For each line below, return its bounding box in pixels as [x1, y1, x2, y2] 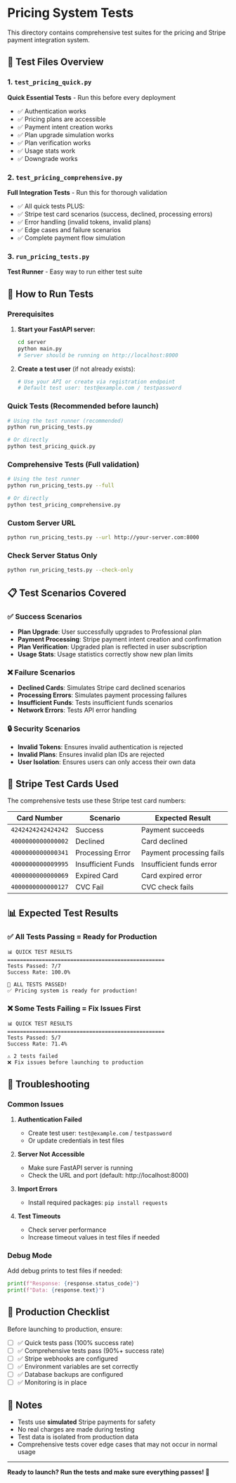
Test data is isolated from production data [17, 1433, 139, 1441]
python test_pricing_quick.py [7, 443, 96, 450]
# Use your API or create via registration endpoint [17, 378, 176, 385]
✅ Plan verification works [17, 139, 91, 147]
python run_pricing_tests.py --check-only [7, 566, 133, 574]
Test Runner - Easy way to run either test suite [7, 267, 143, 276]
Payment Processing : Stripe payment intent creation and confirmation [17, 635, 222, 643]
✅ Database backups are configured [17, 1370, 124, 1379]
